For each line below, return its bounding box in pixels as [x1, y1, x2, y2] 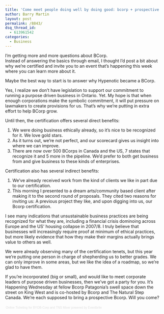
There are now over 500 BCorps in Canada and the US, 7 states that [12, 148, 150, 154]
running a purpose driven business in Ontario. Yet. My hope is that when [5, 92, 152, 98]
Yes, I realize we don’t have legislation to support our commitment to [5, 87, 144, 93]
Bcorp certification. [12, 203, 52, 209]
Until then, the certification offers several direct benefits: [5, 117, 120, 123]
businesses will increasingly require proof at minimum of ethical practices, [5, 229, 156, 235]
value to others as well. [5, 239, 52, 245]
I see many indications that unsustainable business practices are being [5, 213, 148, 219]
